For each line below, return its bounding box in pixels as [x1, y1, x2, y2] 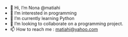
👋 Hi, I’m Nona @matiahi [10, 5, 60, 10]
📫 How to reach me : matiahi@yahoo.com [10, 26, 98, 32]
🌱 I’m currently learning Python [10, 15, 75, 21]
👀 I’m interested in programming [10, 10, 77, 16]
